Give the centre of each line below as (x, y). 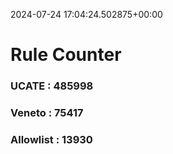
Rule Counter (66, 55)
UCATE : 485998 (52, 86)
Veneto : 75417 (47, 113)
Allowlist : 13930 (51, 139)
